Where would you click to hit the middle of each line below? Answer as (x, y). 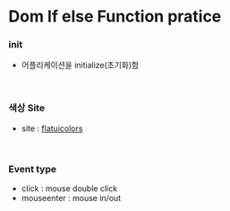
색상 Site (27, 108)
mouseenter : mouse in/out (71, 198)
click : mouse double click (69, 189)
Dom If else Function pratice (115, 17)
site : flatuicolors (52, 128)
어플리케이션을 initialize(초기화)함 (80, 66)
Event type (33, 169)
